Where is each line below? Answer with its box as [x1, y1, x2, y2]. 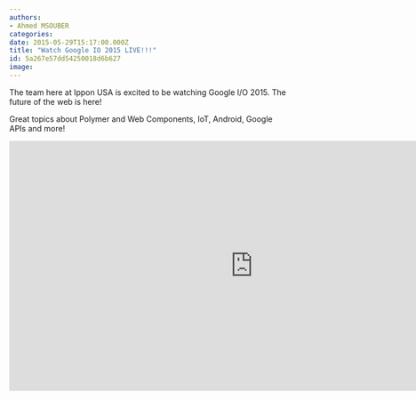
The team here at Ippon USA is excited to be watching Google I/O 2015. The [9, 86, 286, 98]
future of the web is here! [9, 96, 102, 107]
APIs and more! [9, 123, 66, 133]
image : [9, 63, 34, 72]
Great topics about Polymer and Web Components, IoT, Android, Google [9, 113, 273, 124]
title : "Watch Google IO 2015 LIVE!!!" [9, 46, 157, 55]
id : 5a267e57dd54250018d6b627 [9, 54, 122, 63]
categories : [9, 29, 53, 38]
